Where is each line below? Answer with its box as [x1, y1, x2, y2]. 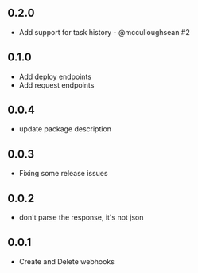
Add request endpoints [18, 80, 95, 90]
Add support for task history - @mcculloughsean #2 [18, 27, 190, 37]
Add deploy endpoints [18, 72, 92, 81]
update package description [18, 124, 112, 134]
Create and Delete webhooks [18, 256, 115, 266]
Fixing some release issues [18, 169, 108, 178]
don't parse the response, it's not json [18, 213, 144, 222]
